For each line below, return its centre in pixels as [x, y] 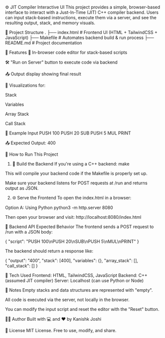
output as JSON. [22, 188]
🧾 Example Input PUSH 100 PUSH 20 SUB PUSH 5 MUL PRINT [68, 133]
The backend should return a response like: [49, 251]
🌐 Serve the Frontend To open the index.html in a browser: [72, 198]
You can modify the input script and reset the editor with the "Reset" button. [82, 309]
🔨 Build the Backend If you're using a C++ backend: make [71, 164]
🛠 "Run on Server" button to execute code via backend [61, 62]
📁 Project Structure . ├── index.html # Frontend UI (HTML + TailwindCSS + [81, 32]
